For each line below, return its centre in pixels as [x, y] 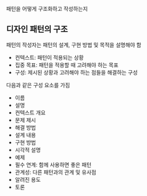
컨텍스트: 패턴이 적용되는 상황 [49, 57]
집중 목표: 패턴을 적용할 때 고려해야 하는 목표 [67, 65]
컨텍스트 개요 [30, 113]
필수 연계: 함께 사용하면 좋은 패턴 [53, 164]
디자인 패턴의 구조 [37, 29]
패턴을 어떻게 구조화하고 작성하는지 [47, 9]
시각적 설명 [28, 150]
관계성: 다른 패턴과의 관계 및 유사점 [56, 172]
